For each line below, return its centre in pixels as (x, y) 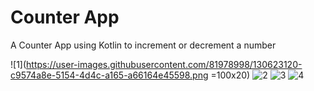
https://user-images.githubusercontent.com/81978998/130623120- (164, 64)
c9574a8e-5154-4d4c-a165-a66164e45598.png (109, 75)
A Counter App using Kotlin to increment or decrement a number (143, 45)
